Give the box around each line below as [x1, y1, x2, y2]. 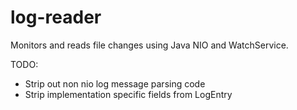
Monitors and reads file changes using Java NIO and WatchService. [10, 39, 289, 51]
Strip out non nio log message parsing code [24, 77, 206, 90]
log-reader [10, 6, 102, 29]
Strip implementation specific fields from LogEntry [24, 88, 233, 100]
